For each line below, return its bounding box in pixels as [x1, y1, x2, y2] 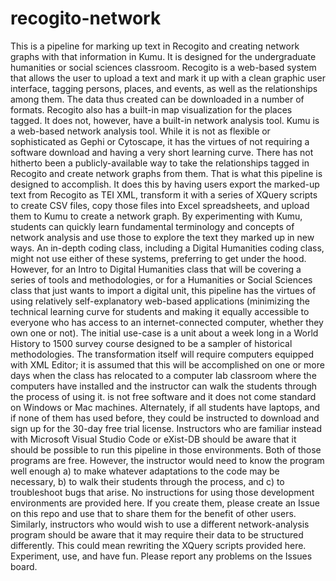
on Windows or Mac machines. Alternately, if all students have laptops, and [10, 401, 321, 413]
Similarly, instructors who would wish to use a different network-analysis [10, 518, 310, 530]
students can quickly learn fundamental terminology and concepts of [10, 220, 295, 232]
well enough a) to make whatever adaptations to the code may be [10, 465, 280, 477]
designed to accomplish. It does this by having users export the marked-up [10, 178, 320, 190]
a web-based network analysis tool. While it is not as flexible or [10, 125, 271, 137]
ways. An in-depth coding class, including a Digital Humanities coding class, [10, 242, 325, 254]
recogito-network [10, 7, 162, 30]
